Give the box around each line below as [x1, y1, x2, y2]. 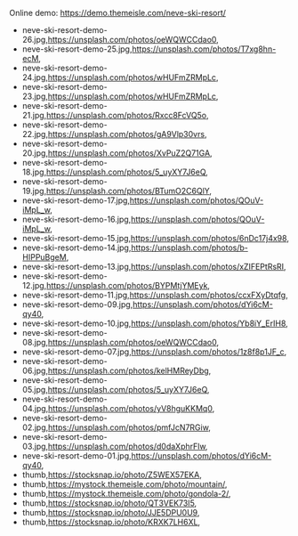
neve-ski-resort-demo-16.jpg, [21, 214, 132, 224]
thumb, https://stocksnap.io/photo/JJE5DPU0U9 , [21, 508, 200, 517]
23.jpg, [21, 91, 49, 102]
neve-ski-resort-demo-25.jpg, [21, 44, 133, 54]
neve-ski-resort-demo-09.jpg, [21, 299, 133, 310]
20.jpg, [21, 148, 49, 158]
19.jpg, [21, 186, 47, 196]
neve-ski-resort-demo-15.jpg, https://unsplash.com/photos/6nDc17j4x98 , [21, 233, 289, 243]
